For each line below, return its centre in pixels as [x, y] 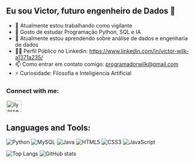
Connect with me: [33, 90]
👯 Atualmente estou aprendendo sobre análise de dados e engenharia [101, 38]
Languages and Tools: [49, 127]
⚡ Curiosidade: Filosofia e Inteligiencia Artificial [73, 73]
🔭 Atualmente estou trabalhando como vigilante [73, 25]
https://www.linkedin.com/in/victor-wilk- [139, 51]
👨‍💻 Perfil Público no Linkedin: [51, 51]
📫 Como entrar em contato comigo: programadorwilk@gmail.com [97, 64]
